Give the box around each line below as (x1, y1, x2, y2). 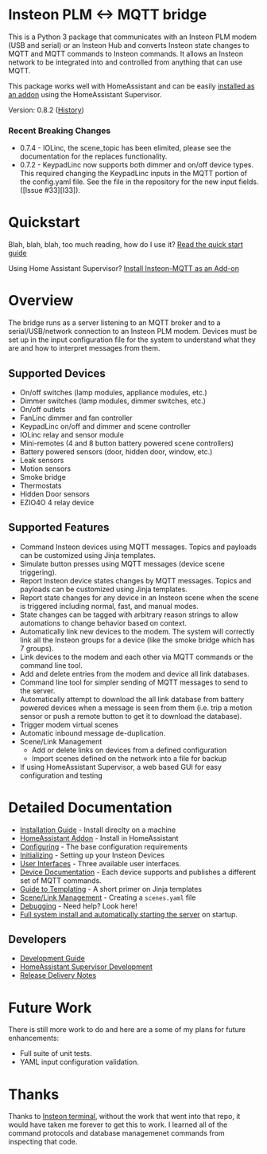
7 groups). (19, 643, 54, 653)
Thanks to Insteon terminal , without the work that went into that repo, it (8, 1112, 241, 1121)
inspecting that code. (8, 1137, 78, 1147)
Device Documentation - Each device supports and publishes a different (19, 867, 257, 877)
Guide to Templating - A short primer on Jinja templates (19, 884, 203, 893)
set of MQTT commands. (19, 875, 102, 885)
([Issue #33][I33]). (19, 186, 81, 195)
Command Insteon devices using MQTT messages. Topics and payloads (19, 542, 257, 551)
